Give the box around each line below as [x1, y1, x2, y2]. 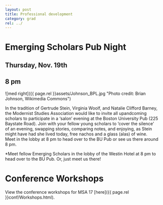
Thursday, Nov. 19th [5, 61, 68, 69]
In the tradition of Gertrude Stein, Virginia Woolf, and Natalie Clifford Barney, [5, 105, 158, 111]
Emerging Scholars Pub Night [5, 42, 127, 53]
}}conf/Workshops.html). [5, 194, 55, 200]
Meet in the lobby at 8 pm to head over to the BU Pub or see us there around [5, 136, 159, 142]
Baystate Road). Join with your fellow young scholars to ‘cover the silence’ [5, 120, 154, 127]
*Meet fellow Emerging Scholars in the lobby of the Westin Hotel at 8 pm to [5, 150, 156, 156]
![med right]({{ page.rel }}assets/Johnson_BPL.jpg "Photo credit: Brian [5, 91, 146, 96]
